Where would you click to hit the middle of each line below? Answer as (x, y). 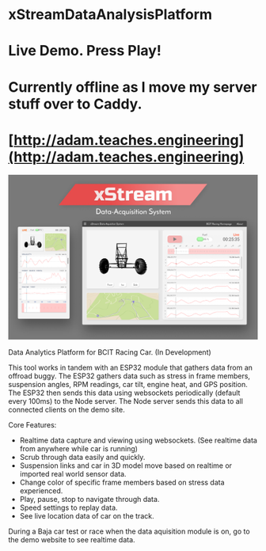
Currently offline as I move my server (133, 87)
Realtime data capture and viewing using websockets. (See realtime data (138, 440)
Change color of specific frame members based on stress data (122, 482)
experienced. (41, 490)
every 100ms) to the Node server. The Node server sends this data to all (126, 401)
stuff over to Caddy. (75, 104)
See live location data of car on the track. (87, 515)
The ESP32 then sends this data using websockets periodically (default (124, 393)
